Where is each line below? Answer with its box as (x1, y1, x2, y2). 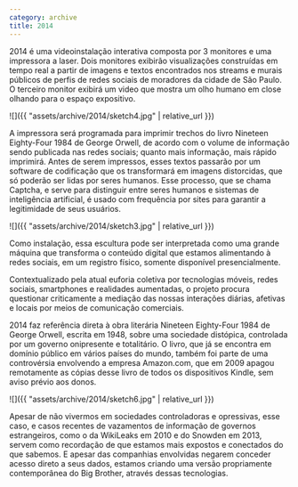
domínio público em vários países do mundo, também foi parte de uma (9, 348, 269, 359)
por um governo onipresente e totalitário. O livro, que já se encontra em (9, 338, 271, 349)
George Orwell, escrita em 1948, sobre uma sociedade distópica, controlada (9, 329, 288, 339)
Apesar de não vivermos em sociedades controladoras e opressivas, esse (9, 410, 280, 421)
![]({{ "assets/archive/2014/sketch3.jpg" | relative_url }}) (9, 220, 215, 231)
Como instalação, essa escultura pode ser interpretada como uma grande (9, 238, 280, 248)
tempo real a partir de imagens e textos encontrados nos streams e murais (9, 64, 283, 76)
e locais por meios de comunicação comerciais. (9, 302, 184, 312)
